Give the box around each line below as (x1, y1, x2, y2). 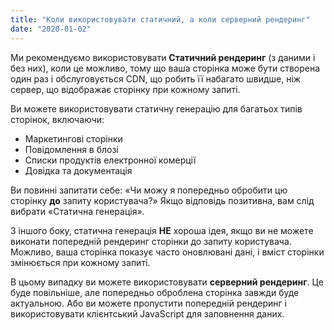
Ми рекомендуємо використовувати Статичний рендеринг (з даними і (10, 51, 316, 63)
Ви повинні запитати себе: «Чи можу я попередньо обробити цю (10, 184, 288, 196)
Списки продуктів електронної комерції (24, 154, 197, 166)
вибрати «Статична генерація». (10, 205, 145, 217)
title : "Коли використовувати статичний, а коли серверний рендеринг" (10, 14, 311, 25)
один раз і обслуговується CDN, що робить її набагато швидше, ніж (10, 72, 302, 85)
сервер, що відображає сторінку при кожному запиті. (10, 83, 241, 95)
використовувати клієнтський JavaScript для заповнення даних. (10, 307, 285, 320)
